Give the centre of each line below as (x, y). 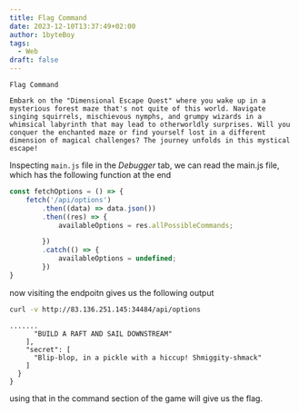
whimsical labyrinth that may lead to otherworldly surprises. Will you (150, 124)
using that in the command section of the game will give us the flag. (136, 398)
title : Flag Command (49, 18)
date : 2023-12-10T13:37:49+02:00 (73, 26)
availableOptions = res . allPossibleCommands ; (145, 225)
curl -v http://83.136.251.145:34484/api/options (105, 310)
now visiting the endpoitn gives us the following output (112, 292)
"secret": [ (48, 349)
